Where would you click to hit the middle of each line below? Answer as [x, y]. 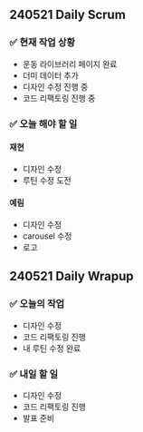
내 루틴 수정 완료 [52, 348]
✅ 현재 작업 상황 [42, 43]
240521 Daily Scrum [68, 15]
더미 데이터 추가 [50, 75]
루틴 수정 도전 [47, 180]
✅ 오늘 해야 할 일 [43, 123]
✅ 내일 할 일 [34, 374]
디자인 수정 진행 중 [55, 86]
